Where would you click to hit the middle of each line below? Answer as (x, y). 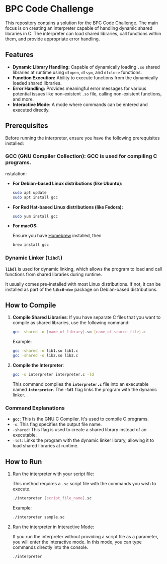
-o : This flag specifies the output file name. (57, 424)
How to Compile (31, 305)
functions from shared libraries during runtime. (54, 274)
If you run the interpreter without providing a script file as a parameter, (85, 536)
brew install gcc (31, 245)
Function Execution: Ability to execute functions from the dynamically (85, 78)
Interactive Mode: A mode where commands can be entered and (80, 105)
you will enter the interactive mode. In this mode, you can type (77, 542)
